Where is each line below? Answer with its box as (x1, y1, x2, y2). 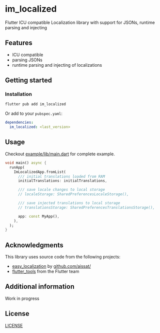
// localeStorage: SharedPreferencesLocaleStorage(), (17, 192, 129, 197)
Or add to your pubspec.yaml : (5, 111, 63, 116)
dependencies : (5, 120, 34, 125)
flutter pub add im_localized (5, 102, 66, 107)
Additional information (5, 282, 75, 291)
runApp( (9, 165, 25, 170)
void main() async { (5, 160, 47, 165)
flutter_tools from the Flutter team (12, 269, 80, 275)
